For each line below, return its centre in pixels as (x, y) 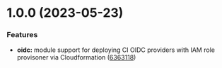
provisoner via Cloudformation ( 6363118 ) (76, 57)
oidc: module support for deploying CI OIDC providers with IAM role (116, 50)
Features (22, 35)
